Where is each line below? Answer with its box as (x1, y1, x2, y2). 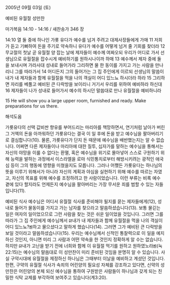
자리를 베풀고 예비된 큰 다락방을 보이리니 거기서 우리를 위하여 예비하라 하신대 (10, 81, 162, 87)
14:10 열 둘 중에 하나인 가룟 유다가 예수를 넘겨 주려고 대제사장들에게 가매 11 (5, 37, 153, 43)
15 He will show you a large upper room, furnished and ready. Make (5, 98, 146, 103)
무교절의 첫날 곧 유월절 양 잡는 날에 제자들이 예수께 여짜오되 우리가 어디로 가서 (5, 50, 160, 55)
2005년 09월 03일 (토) (5, 5, 51, 10)
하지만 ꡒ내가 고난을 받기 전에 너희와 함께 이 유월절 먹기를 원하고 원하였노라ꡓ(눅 (5, 243, 162, 248)
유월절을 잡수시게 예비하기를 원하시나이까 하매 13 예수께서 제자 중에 (22, 56, 156, 62)
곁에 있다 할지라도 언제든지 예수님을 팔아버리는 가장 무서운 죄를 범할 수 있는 (5, 182, 154, 187)
